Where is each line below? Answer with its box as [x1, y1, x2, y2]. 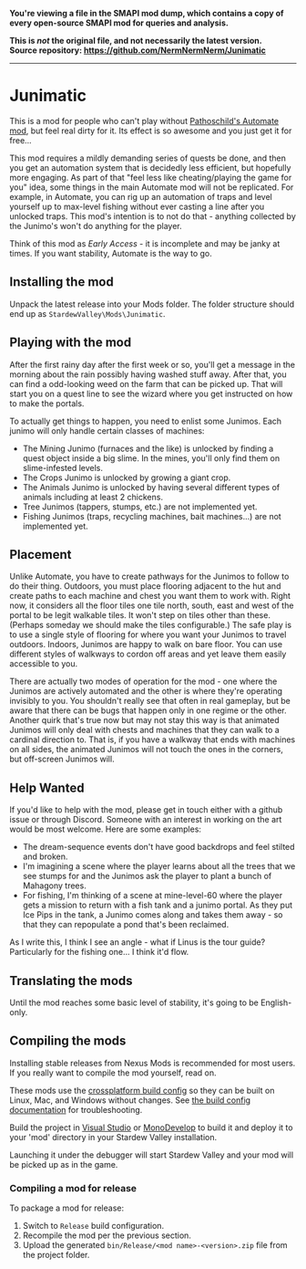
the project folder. [22, 1250, 90, 1261]
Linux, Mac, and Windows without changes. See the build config [9, 1095, 251, 1106]
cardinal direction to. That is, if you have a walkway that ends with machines [9, 734, 296, 745]
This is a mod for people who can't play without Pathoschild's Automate [9, 115, 280, 126]
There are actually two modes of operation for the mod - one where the [9, 676, 278, 687]
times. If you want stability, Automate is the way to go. [9, 247, 212, 258]
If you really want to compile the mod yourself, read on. [9, 1067, 217, 1078]
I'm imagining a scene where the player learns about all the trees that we [22, 861, 296, 872]
